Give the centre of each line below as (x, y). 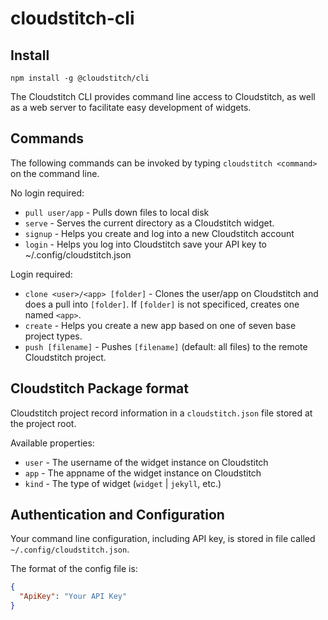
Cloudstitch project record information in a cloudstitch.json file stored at (161, 413)
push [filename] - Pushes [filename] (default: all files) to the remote (166, 346)
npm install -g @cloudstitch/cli (80, 78)
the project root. (43, 423)
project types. (53, 336)
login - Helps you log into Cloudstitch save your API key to (146, 244)
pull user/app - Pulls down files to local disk (117, 212)
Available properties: (52, 443)
